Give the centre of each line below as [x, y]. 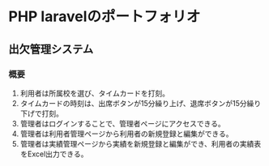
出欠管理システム [51, 49]
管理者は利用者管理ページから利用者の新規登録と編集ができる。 [126, 134]
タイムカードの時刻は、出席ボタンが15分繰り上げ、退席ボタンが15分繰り [141, 103]
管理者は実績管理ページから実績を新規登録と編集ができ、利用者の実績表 [141, 143]
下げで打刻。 [41, 113]
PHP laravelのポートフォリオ [105, 17]
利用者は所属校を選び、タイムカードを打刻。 [95, 93]
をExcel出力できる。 [54, 154]
